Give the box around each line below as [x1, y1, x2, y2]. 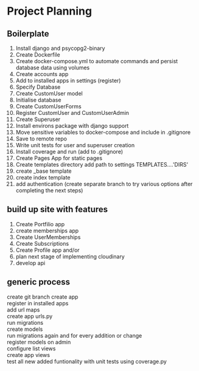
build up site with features [7, 204, 108, 215]
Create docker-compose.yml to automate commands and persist [15, 58, 178, 64]
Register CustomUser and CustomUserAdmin [15, 109, 130, 116]
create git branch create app [7, 293, 79, 300]
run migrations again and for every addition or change [7, 331, 142, 339]
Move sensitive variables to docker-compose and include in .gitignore [15, 129, 191, 136]
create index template [15, 174, 71, 181]
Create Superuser [15, 116, 61, 123]
